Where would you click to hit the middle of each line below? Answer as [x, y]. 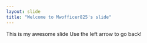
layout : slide [24, 11]
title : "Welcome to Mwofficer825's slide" [59, 17]
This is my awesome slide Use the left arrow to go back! [74, 34]
